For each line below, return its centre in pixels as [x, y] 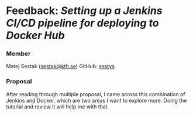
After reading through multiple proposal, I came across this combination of [96, 94]
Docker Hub [36, 36]
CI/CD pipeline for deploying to [82, 23]
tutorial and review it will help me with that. [58, 107]
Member [18, 54]
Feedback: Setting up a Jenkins [84, 11]
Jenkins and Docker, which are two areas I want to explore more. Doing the [96, 100]
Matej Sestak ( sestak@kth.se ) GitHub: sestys [61, 66]
